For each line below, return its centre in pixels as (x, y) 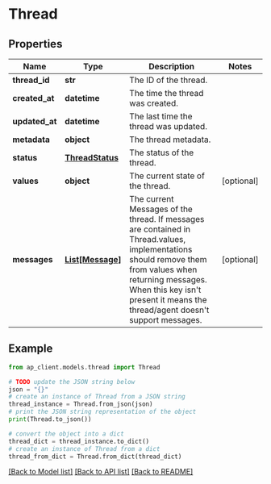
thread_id (31, 80)
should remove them (168, 259)
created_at (33, 98)
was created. (154, 103)
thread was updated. (168, 126)
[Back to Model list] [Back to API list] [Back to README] (101, 472)
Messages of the (161, 209)
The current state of (167, 176)
